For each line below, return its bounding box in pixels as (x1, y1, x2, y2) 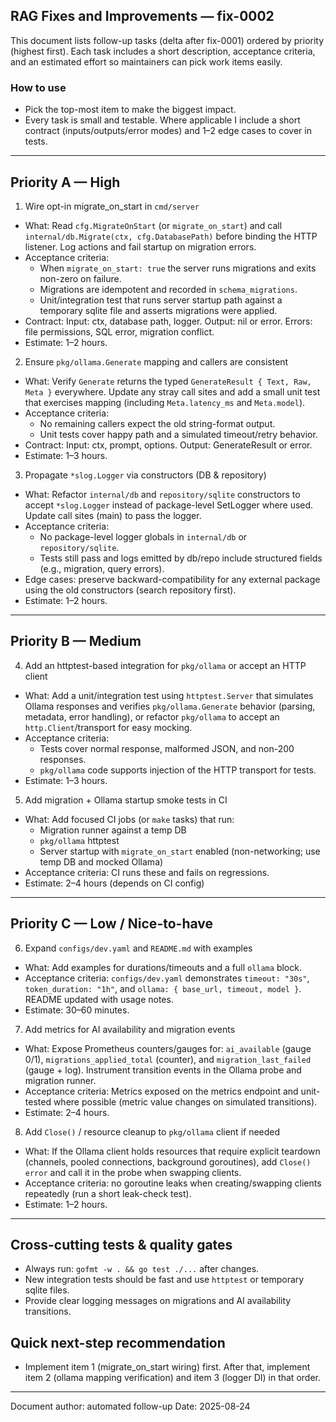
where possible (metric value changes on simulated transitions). (53, 1095, 318, 1108)
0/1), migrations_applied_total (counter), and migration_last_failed (24, 1053, 312, 1065)
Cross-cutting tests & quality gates (10, 1236, 233, 1253)
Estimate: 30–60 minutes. (24, 1004, 130, 1016)
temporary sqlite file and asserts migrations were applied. (39, 304, 278, 316)
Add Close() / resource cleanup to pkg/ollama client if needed (24, 1125, 281, 1138)
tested (24, 1095, 52, 1108)
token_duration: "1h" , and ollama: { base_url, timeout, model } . (24, 982, 302, 994)
